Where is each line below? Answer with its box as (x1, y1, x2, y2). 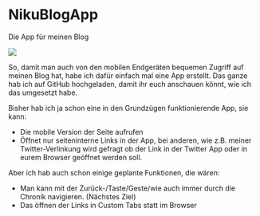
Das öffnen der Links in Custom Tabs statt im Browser (19, 200, 197, 210)
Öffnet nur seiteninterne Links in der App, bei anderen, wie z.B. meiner (19, 135, 252, 145)
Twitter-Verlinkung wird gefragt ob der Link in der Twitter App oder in (19, 143, 248, 153)
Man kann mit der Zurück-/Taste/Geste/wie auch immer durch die (19, 183, 236, 193)
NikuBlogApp (8, 6, 98, 24)
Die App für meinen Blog (8, 32, 89, 41)
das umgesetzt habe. (8, 88, 78, 97)
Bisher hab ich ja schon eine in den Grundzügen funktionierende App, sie (8, 103, 249, 112)
